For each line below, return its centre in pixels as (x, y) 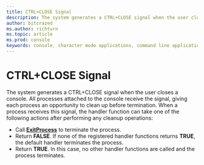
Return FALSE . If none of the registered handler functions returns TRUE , (105, 136)
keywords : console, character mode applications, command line (88, 46)
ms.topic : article (29, 34)
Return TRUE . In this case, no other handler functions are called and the (105, 149)
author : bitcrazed (29, 23)
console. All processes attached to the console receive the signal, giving (97, 99)
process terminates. (40, 155)
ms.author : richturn (32, 29)
